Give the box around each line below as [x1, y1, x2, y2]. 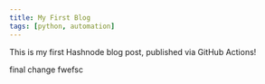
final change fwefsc [9, 64, 84, 75]
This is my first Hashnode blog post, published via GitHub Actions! [9, 46, 257, 57]
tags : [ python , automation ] [9, 22, 116, 31]
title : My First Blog [9, 13, 91, 23]
